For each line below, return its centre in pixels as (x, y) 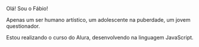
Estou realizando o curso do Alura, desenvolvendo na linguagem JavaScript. (100, 37)
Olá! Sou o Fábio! (27, 9)
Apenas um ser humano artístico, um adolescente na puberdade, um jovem (98, 20)
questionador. (23, 26)
